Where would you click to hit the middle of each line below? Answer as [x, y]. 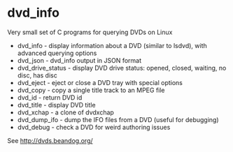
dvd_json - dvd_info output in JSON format [79, 60]
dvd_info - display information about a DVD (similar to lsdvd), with [112, 45]
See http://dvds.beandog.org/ [50, 140]
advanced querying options [57, 53]
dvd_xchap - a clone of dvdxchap [65, 112]
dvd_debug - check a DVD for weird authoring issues [94, 127]
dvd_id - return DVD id [50, 97]
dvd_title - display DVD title [56, 105]
